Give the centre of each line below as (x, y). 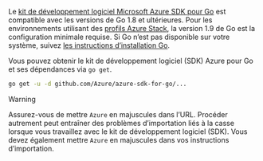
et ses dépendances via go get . (60, 69)
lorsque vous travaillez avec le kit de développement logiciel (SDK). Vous (128, 132)
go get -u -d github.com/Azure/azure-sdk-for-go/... (98, 84)
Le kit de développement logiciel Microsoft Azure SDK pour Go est (117, 12)
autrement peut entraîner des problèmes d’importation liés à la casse (122, 123)
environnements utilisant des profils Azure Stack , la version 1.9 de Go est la (132, 28)
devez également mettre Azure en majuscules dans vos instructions (119, 139)
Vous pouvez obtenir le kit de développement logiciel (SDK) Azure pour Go (131, 61)
